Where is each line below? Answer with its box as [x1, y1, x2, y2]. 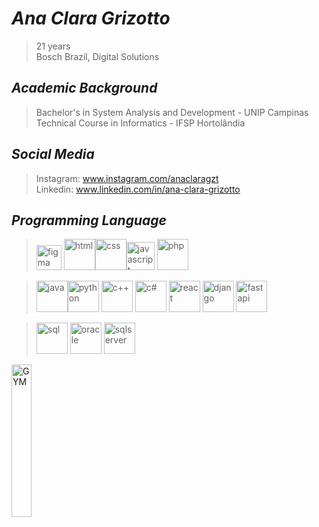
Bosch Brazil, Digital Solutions [35, 50, 160, 62]
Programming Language [11, 212, 167, 229]
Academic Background [11, 80, 158, 97]
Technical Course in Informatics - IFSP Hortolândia [35, 117, 246, 129]
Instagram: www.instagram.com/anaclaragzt [35, 172, 219, 184]
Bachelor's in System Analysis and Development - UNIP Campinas [35, 106, 309, 118]
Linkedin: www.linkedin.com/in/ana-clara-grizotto [35, 183, 241, 195]
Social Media [11, 146, 95, 163]
